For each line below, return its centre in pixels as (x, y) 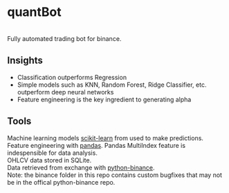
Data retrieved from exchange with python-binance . (81, 167)
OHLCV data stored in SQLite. (49, 160)
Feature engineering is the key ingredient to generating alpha (104, 99)
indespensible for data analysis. (53, 153)
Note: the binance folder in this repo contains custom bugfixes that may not (115, 175)
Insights (25, 61)
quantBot (35, 12)
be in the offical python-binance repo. (61, 182)
